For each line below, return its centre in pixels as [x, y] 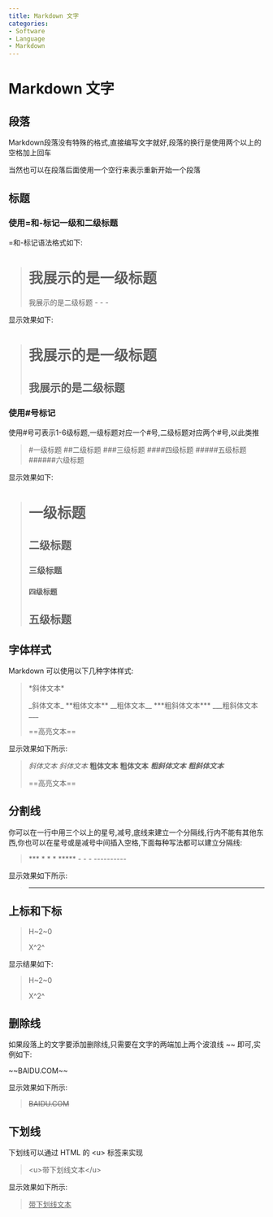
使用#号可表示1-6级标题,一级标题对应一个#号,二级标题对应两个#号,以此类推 [134, 432]
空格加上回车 [30, 153]
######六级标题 [56, 459]
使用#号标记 [32, 413]
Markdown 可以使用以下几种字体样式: [71, 671]
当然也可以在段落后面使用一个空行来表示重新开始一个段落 [104, 170]
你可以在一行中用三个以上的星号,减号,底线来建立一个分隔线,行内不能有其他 [133, 832]
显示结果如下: [31, 963]
